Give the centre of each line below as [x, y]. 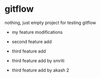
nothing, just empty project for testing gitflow [50, 23]
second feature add [32, 41]
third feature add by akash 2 [40, 70]
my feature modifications [37, 32]
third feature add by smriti [38, 60]
